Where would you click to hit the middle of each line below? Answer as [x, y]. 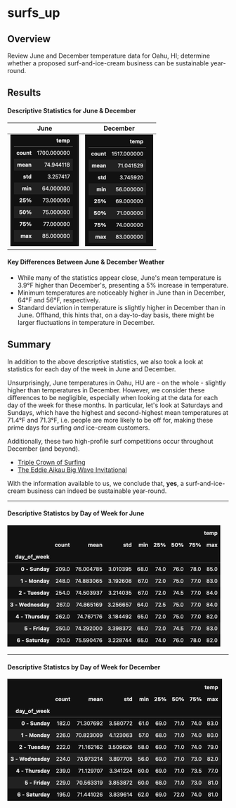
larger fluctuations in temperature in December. [86, 323]
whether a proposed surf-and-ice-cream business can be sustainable [108, 63]
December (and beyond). [44, 449]
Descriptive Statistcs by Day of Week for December [84, 667]
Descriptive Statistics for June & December [72, 110]
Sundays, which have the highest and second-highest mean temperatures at [118, 412]
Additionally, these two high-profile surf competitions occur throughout [110, 441]
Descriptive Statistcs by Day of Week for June [76, 513]
